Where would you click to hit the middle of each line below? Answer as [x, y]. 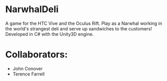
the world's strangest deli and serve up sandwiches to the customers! [79, 28]
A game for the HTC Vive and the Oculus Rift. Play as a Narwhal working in [84, 23]
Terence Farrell [29, 74]
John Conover [28, 68]
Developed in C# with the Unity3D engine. [50, 34]
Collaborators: [37, 55]
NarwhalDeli [32, 9]
